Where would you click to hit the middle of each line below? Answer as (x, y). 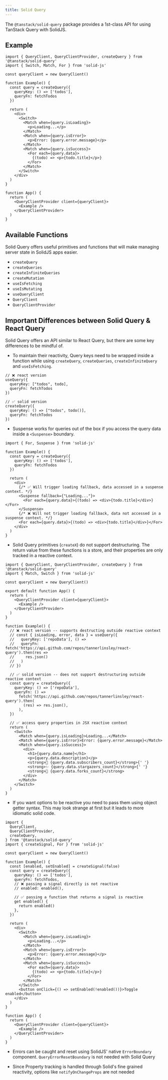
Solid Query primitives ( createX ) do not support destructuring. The (81, 545)
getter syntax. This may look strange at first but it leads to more (78, 808)
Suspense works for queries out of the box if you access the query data (87, 429)
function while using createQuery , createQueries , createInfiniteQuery (85, 361)
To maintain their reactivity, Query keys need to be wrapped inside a (83, 356)
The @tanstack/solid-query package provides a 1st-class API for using (78, 24)
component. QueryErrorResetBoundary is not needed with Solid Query (84, 1057)
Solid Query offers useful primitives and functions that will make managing (82, 247)
